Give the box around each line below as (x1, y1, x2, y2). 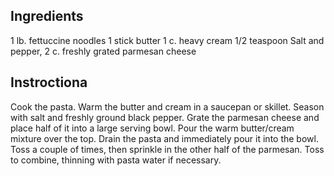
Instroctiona (10, 74, 88, 91)
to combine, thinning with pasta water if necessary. (10, 154, 222, 166)
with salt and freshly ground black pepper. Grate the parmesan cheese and (10, 111, 320, 123)
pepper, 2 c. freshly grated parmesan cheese (10, 45, 197, 57)
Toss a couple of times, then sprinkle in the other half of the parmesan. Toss (10, 143, 325, 155)
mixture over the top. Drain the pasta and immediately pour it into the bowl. (10, 132, 319, 144)
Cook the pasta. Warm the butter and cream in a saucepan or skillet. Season (10, 100, 325, 113)
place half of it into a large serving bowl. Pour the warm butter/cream (10, 122, 295, 134)
